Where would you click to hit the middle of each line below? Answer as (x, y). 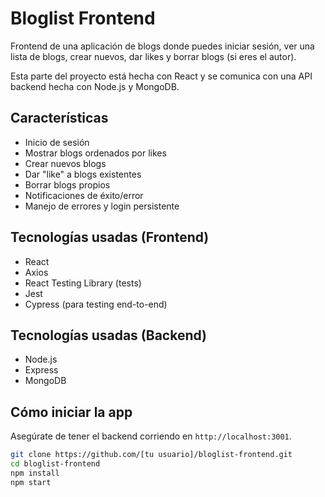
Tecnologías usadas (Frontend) (110, 237)
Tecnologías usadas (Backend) (109, 335)
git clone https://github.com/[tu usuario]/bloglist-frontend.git (151, 455)
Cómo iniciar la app (71, 412)
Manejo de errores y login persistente (102, 206)
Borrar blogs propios (67, 184)
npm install (35, 473)
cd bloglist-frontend (55, 464)
